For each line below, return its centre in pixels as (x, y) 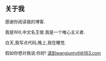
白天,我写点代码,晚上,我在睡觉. (36, 42)
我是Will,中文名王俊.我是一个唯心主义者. (45, 32)
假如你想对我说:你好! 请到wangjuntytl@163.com (53, 53)
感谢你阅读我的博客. (25, 22)
